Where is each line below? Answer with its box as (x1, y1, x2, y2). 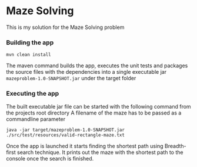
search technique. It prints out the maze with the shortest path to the (16, 149, 183, 156)
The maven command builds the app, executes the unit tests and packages (6, 62, 188, 69)
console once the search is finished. (6, 155, 94, 162)
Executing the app (6, 90, 59, 98)
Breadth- (164, 142, 186, 149)
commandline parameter (6, 115, 66, 122)
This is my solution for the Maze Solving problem (6, 24, 125, 31)
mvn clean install (6, 52, 51, 58)
